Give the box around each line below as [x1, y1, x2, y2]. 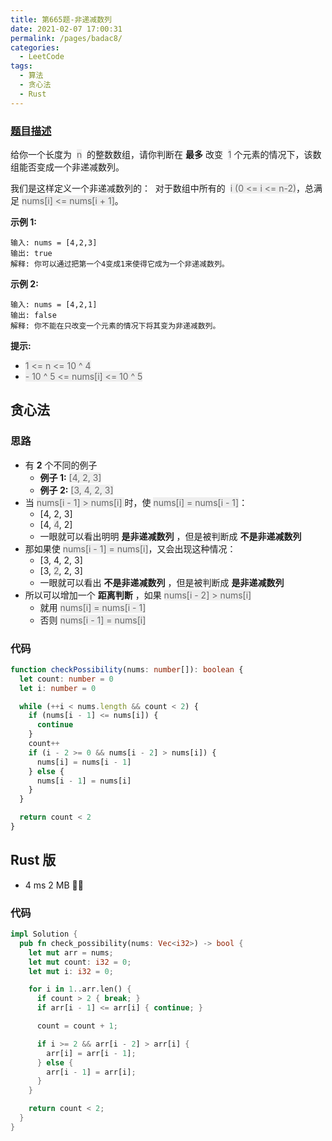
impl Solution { [10, 929, 78, 940]
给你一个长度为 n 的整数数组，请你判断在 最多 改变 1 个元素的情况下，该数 [10, 148, 322, 160]
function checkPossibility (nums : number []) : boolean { [10, 664, 244, 675]
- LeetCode [19, 52, 65, 62]
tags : [10, 61, 33, 71]
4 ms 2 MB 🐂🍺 [24, 879, 84, 891]
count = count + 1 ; [36, 1021, 118, 1031]
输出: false [10, 310, 57, 320]
